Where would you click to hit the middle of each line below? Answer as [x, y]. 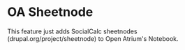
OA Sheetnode [50, 12]
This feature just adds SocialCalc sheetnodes [72, 31]
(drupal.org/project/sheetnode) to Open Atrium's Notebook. [93, 38]
